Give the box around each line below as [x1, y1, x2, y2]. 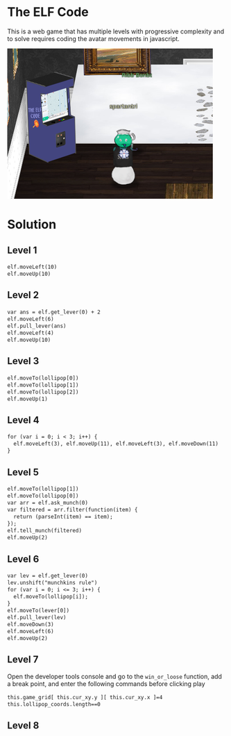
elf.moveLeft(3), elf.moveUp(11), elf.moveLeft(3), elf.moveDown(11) [13, 441, 219, 448]
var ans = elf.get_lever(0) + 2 [7, 309, 101, 316]
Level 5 [7, 466, 40, 478]
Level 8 [7, 720, 40, 732]
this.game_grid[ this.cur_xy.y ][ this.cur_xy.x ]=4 [7, 694, 163, 701]
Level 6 [7, 553, 40, 565]
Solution [7, 217, 57, 233]
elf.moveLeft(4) [7, 329, 54, 336]
